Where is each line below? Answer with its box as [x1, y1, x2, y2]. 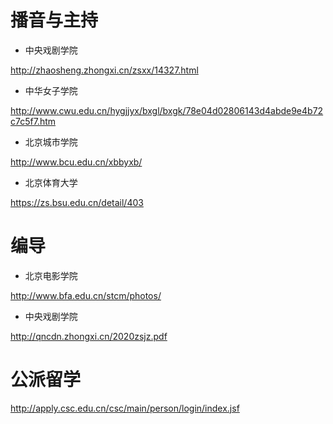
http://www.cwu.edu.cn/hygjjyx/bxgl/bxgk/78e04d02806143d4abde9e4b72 [10, 104, 324, 116]
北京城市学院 [24, 136, 78, 148]
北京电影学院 [24, 269, 78, 281]
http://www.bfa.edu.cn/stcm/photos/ [10, 289, 162, 301]
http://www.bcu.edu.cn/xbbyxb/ [10, 156, 143, 168]
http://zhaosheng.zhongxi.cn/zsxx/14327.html [10, 64, 199, 76]
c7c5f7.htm [10, 115, 57, 127]
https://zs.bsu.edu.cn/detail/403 [10, 196, 144, 208]
